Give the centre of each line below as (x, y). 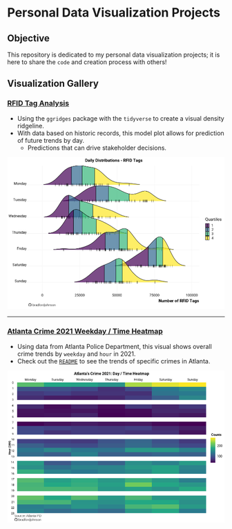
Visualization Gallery (53, 84)
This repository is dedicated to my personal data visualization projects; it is (114, 54)
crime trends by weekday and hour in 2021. (76, 354)
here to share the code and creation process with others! (87, 62)
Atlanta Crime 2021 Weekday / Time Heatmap (85, 331)
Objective (29, 38)
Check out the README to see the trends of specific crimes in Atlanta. (114, 361)
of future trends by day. (51, 140)
